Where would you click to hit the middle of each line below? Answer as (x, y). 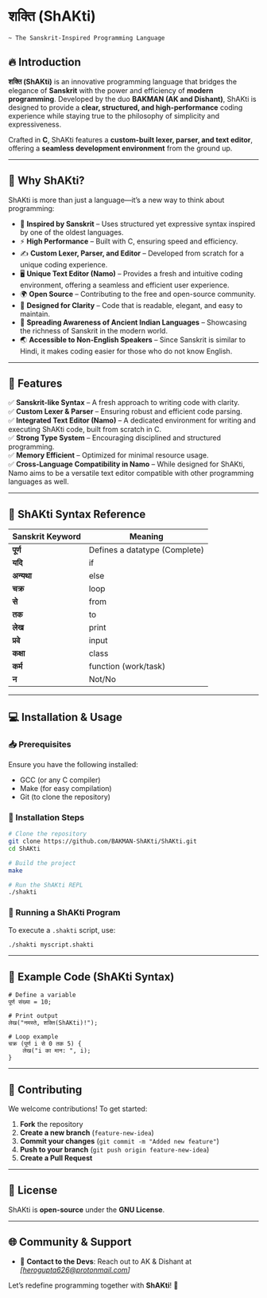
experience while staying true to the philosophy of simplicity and (114, 115)
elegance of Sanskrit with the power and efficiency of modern (111, 90)
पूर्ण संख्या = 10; (30, 1002)
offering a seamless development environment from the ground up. (120, 148)
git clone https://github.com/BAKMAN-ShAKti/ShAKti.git (103, 842)
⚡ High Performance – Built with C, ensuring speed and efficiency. (129, 241)
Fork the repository (51, 1125)
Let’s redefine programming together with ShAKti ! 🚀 (93, 1285)
